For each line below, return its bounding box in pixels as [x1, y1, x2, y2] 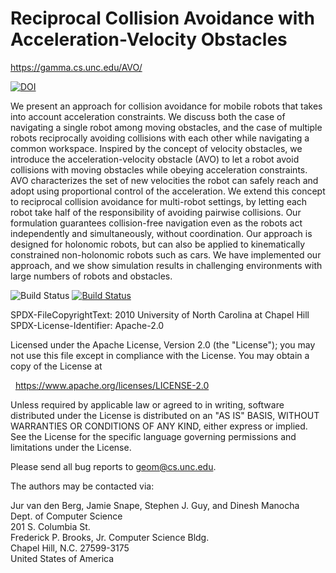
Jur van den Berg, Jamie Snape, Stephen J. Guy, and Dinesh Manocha [10, 499, 300, 511]
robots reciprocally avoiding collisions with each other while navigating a [10, 132, 310, 144]
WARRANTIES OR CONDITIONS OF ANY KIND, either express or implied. [10, 420, 308, 432]
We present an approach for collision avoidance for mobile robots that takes [10, 100, 323, 112]
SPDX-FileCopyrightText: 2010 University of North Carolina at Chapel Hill [10, 308, 310, 321]
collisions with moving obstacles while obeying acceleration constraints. [10, 163, 308, 176]
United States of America [10, 552, 115, 564]
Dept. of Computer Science [10, 510, 123, 522]
